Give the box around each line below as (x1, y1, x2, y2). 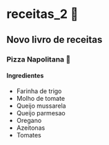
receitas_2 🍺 (6, 6, 79, 22)
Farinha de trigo (16, 86, 62, 95)
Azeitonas (16, 124, 46, 132)
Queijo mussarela (16, 101, 66, 110)
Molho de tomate (16, 94, 66, 102)
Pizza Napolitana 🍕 (6, 55, 71, 64)
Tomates (16, 130, 42, 139)
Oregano (16, 116, 42, 124)
